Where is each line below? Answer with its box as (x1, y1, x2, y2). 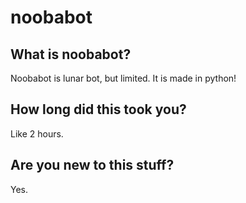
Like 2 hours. (10, 127, 64, 140)
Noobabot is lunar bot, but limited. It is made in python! (10, 72, 237, 84)
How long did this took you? (10, 101, 187, 118)
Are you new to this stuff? (10, 157, 175, 174)
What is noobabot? (10, 46, 132, 63)
